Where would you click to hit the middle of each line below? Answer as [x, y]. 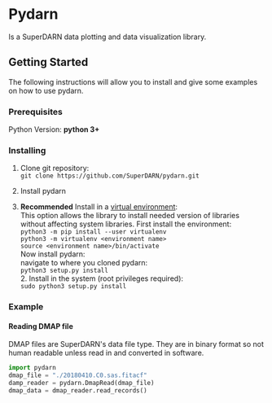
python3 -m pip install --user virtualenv [93, 232]
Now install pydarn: [53, 254]
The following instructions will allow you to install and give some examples [133, 81]
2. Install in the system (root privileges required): [102, 278]
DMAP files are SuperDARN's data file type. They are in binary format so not [136, 344]
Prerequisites [35, 112]
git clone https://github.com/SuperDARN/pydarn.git [110, 176]
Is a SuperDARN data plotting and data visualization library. [107, 37]
